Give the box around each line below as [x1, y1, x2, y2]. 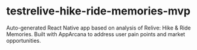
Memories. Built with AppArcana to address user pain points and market [6, 30, 186, 37]
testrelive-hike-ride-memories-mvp [6, 4, 191, 18]
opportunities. [6, 37, 41, 44]
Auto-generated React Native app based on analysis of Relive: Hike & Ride [6, 24, 192, 31]
